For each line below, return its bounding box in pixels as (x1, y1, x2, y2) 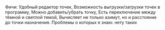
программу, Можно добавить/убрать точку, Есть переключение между (5, 9, 156, 15)
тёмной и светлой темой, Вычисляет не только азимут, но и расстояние (5, 15, 157, 20)
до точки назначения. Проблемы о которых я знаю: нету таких (5, 19, 137, 25)
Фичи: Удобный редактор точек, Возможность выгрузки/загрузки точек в (5, 4, 161, 10)
